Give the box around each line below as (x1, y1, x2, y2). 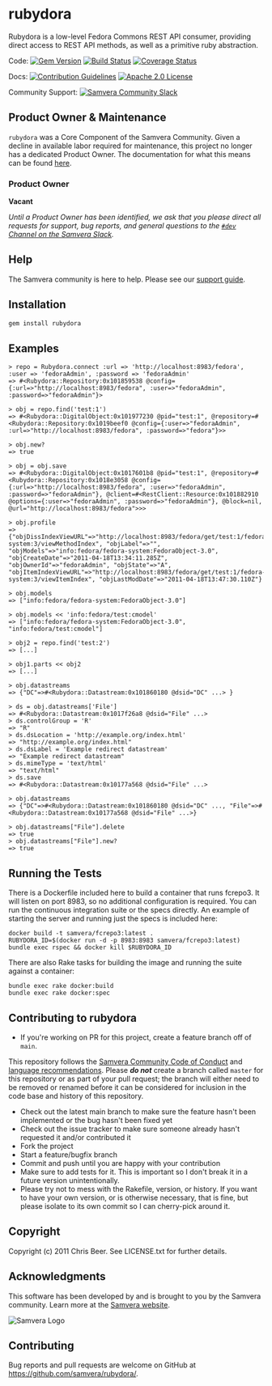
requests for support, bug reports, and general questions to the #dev (8, 221, 236, 231)
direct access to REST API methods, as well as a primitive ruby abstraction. (8, 40, 259, 49)
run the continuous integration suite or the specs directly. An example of (8, 905, 249, 915)
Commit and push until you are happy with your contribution (19, 1158, 221, 1168)
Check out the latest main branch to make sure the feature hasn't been (19, 1106, 257, 1117)
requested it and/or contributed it (19, 1132, 131, 1142)
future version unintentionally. (19, 1175, 120, 1185)
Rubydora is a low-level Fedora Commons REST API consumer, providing (8, 32, 252, 41)
